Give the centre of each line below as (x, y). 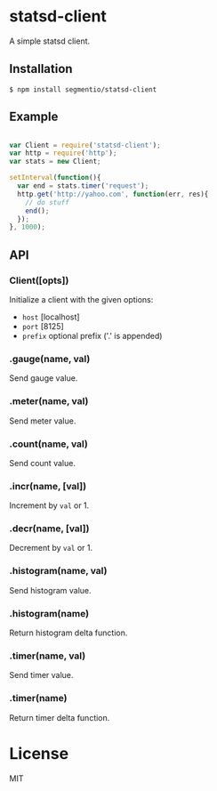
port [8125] (43, 326)
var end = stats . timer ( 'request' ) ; (83, 186)
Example (34, 117)
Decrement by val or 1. (51, 548)
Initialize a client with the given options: (81, 299)
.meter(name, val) (49, 401)
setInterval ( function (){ (55, 178)
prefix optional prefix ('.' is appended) (92, 336)
